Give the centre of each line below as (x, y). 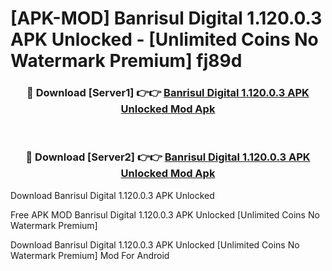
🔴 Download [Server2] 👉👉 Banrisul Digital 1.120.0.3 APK (168, 157)
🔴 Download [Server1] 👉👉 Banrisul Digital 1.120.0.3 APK (168, 93)
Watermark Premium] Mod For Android (90, 255)
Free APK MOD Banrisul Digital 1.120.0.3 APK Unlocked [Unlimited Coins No (165, 214)
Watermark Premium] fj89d (126, 61)
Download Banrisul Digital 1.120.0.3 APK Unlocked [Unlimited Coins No (155, 244)
